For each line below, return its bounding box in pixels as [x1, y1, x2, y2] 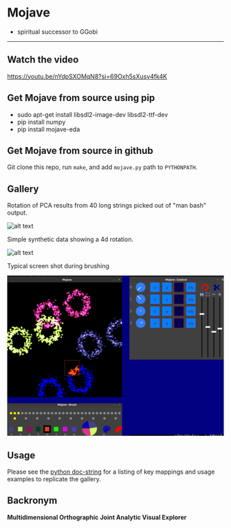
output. [7, 208, 27, 217]
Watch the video [7, 54, 79, 66]
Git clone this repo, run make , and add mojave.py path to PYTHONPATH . [7, 163, 198, 171]
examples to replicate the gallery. [7, 475, 102, 483]
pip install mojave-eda [16, 125, 80, 133]
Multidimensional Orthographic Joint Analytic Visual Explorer [7, 513, 187, 521]
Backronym [7, 495, 58, 507]
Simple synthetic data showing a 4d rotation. [7, 235, 134, 243]
